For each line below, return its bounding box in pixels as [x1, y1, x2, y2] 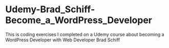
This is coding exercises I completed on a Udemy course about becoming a [5, 31, 165, 37]
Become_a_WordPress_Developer [5, 14, 153, 26]
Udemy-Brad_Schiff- [5, 4, 95, 15]
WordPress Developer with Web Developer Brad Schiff [5, 37, 120, 43]
